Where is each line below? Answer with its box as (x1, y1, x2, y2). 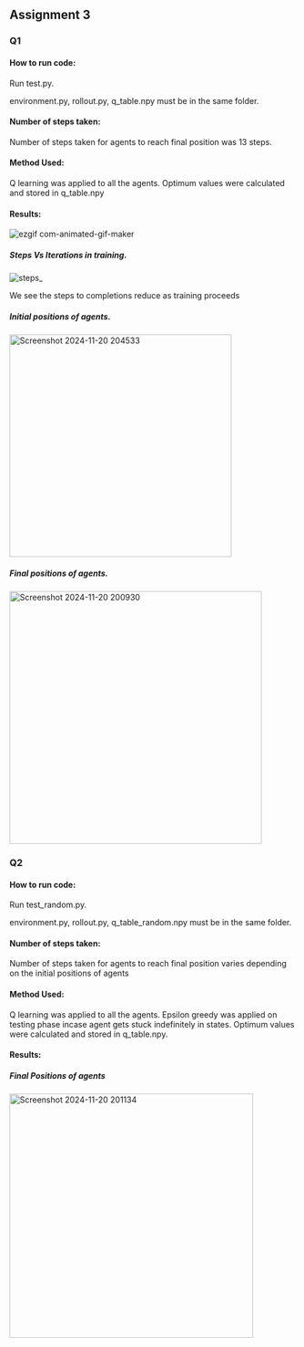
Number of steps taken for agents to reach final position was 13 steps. (9, 136, 273, 147)
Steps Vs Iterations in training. (9, 249, 127, 260)
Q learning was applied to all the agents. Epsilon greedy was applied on (9, 1008, 278, 1020)
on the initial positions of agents (9, 967, 129, 979)
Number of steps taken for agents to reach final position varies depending (9, 958, 287, 969)
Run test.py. (9, 78, 55, 89)
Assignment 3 (9, 7, 91, 23)
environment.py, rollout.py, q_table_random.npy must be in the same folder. (9, 917, 292, 928)
